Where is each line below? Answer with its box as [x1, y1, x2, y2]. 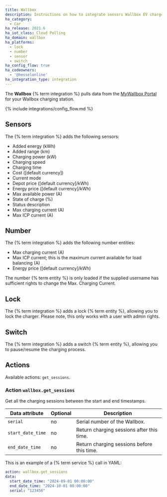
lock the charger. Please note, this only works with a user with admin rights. [5, 313, 160, 320]
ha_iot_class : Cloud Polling [5, 30, 66, 35]
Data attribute [9, 410, 44, 417]
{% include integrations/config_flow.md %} [5, 105, 93, 111]
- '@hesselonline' [9, 72, 48, 77]
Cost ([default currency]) [12, 169, 64, 175]
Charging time [12, 164, 42, 170]
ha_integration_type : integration [5, 77, 77, 82]
